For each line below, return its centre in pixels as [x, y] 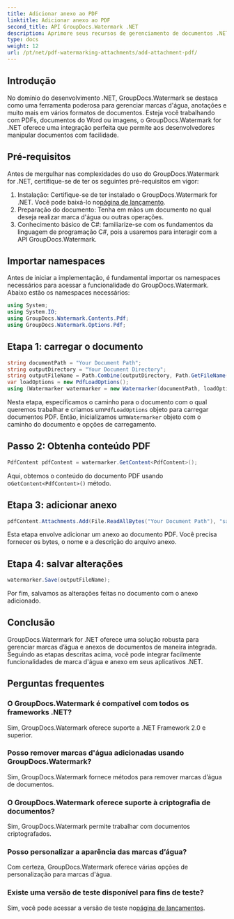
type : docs [23, 40]
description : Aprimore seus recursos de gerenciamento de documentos [110, 33]
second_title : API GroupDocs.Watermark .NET [73, 27]
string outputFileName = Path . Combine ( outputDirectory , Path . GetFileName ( [118, 376]
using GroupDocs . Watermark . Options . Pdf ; [67, 325]
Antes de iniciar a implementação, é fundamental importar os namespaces [114, 278]
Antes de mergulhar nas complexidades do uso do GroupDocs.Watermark [113, 174]
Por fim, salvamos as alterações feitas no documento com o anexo [103, 594]
